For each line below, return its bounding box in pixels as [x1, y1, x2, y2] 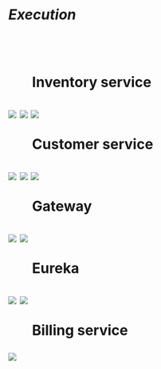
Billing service [31, 322, 128, 339]
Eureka [31, 259, 80, 278]
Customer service [31, 135, 154, 154]
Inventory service [31, 74, 152, 91]
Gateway [31, 198, 92, 215]
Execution [8, 6, 77, 24]
